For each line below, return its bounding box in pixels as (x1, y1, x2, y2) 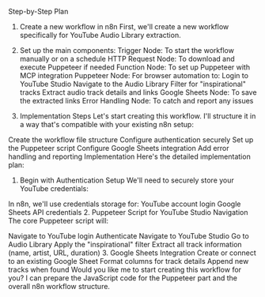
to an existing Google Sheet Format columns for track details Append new (8, 257, 249, 265)
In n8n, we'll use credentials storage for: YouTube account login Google (8, 199, 241, 209)
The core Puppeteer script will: (8, 216, 109, 225)
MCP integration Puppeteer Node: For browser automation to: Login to (19, 71, 249, 80)
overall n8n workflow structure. (8, 282, 111, 291)
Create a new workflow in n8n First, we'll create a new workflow (19, 22, 229, 31)
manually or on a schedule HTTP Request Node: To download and (19, 55, 235, 63)
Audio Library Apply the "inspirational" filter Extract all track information (8, 240, 243, 249)
